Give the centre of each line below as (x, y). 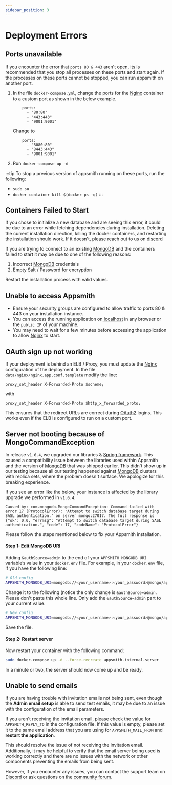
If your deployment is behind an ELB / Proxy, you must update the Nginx (81, 364)
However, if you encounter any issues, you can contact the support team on (85, 772)
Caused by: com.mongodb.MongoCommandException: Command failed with (80, 507)
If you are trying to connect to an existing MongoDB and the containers (80, 249)
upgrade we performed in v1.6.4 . (40, 497)
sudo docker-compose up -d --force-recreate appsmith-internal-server (82, 660)
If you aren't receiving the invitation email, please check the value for (78, 719)
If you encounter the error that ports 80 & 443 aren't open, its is (73, 67)
